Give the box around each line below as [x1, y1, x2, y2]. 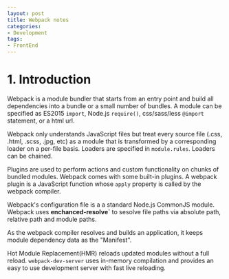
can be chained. [7, 152, 53, 160]
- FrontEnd [7, 42, 39, 49]
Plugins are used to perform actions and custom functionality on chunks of [7, 165, 219, 173]
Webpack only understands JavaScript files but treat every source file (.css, [7, 130, 223, 138]
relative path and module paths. [7, 215, 97, 223]
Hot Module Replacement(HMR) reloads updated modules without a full [7, 249, 210, 257]
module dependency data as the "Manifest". [7, 236, 132, 244]
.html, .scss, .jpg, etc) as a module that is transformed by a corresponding [7, 137, 217, 145]
